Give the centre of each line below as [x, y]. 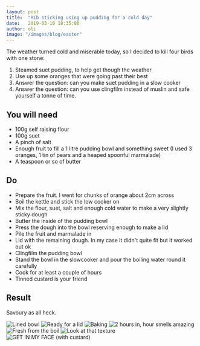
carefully [26, 266]
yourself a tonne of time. [46, 96]
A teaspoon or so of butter [48, 161]
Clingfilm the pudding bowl [49, 253]
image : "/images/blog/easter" [44, 35]
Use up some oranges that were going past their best [81, 76]
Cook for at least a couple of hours [58, 272]
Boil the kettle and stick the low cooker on [67, 201]
